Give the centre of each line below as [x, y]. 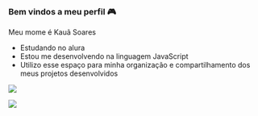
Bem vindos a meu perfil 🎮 [62, 11]
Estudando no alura [52, 48]
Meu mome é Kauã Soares [52, 32]
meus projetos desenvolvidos [69, 73]
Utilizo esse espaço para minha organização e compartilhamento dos [135, 65]
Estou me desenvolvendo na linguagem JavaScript [104, 56]
